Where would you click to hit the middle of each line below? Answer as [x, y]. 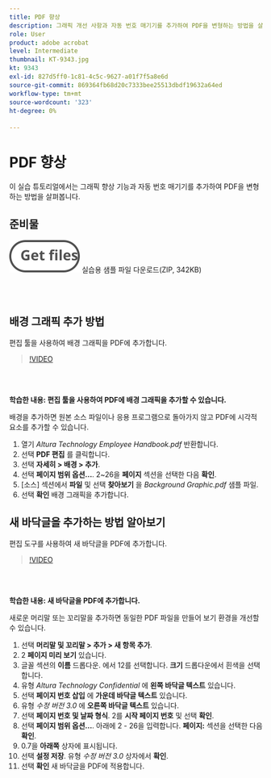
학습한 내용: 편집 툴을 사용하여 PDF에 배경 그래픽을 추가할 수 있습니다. [118, 399]
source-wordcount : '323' [51, 102]
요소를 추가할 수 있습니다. [49, 427]
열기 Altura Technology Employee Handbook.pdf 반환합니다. [119, 444]
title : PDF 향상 [35, 17]
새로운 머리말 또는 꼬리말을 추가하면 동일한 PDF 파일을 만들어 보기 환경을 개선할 [134, 617]
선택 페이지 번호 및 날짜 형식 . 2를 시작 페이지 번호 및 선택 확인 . [117, 715]
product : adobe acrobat [49, 43]
